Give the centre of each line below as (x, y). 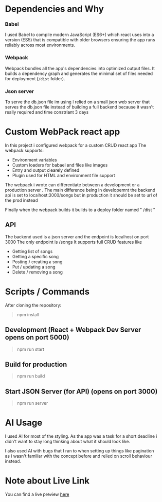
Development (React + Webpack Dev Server (73, 330)
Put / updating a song (34, 267)
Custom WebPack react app (63, 132)
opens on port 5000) (37, 337)
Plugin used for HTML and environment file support (63, 176)
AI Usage (24, 423)
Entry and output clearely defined (45, 170)
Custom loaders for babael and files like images (60, 165)
